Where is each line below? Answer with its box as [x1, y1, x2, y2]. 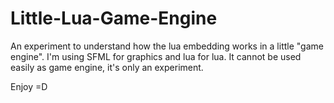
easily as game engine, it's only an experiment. [10, 61, 204, 73]
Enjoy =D [10, 80, 48, 92]
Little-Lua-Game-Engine [10, 7, 218, 30]
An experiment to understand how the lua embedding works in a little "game [10, 40, 324, 52]
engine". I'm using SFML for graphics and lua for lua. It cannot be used [10, 50, 302, 62]
